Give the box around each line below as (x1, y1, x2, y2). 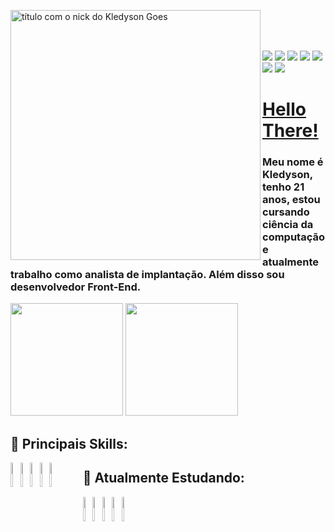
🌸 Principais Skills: (10, 435, 128, 452)
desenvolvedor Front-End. (10, 280, 142, 294)
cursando (262, 205, 310, 219)
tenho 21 (262, 180, 305, 194)
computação (262, 230, 325, 244)
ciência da (262, 218, 314, 232)
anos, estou (262, 193, 321, 207)
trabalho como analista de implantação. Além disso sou (10, 268, 285, 282)
